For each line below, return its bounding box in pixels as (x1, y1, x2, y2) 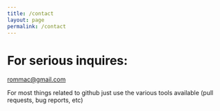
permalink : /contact (7, 23, 67, 30)
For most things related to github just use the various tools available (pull (7, 89, 214, 97)
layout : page (7, 17, 45, 23)
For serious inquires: (7, 52, 128, 68)
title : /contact (7, 10, 54, 17)
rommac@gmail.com (7, 75, 66, 83)
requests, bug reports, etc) (7, 96, 83, 104)
